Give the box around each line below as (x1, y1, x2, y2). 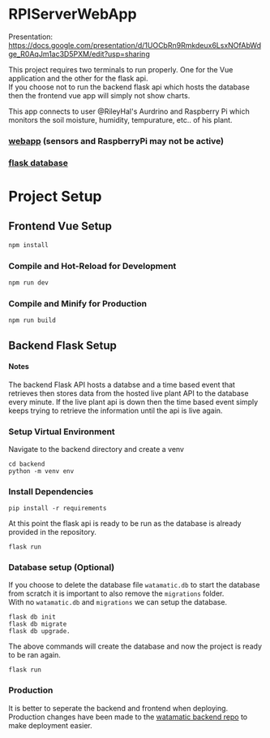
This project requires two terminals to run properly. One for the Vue (8, 64, 234, 74)
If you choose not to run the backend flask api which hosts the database (8, 82, 250, 92)
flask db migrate (8, 620, 67, 628)
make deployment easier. (8, 720, 93, 730)
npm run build (8, 316, 57, 325)
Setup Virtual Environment (8, 426, 115, 437)
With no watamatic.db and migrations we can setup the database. (8, 597, 228, 607)
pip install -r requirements (8, 505, 107, 513)
